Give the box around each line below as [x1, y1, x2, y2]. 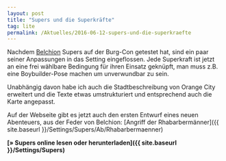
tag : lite [7, 23, 36, 29]
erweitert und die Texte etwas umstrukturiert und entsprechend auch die [7, 90, 212, 99]
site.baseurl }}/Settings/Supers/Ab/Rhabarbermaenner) [7, 125, 164, 134]
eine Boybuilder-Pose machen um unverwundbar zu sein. [7, 70, 169, 78]
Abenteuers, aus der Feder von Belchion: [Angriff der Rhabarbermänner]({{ [7, 118, 219, 127]
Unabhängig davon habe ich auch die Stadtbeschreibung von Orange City [7, 83, 216, 91]
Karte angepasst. [7, 97, 56, 106]
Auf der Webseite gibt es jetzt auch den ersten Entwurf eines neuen [7, 111, 199, 119]
